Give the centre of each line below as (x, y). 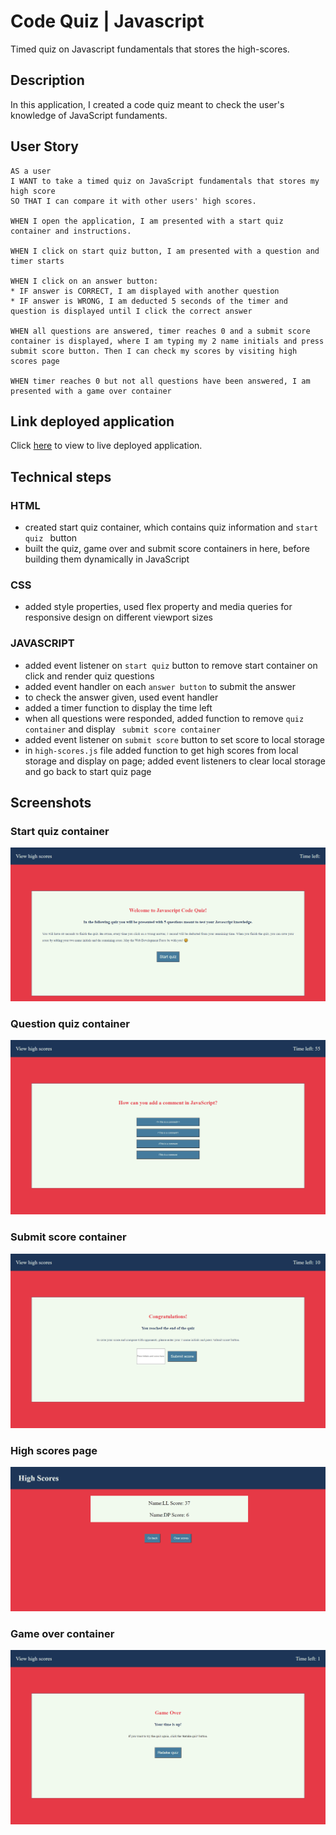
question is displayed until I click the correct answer (131, 311)
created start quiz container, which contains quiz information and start (171, 527)
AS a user (31, 171)
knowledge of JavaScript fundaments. (89, 115)
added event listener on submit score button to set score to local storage (175, 739)
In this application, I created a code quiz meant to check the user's (147, 104)
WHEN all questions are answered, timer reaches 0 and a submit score (160, 331)
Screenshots (51, 803)
